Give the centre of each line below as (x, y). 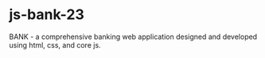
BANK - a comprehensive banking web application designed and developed (133, 37)
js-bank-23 (47, 15)
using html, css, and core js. (55, 44)
